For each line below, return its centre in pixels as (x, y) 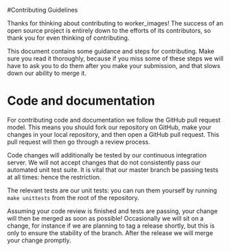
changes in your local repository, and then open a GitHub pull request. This (113, 134)
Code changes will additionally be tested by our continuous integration (107, 155)
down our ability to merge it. (47, 73)
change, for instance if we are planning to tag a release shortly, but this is (111, 226)
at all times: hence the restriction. (54, 177)
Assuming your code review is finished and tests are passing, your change (113, 211)
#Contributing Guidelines (43, 10)
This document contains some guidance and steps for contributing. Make (111, 51)
